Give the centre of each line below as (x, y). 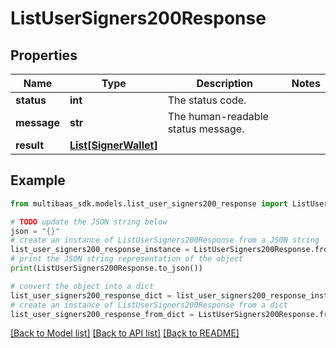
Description (224, 83)
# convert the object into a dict (82, 286)
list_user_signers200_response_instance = (100, 250)
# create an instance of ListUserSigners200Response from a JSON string (165, 240)
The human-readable (218, 116)
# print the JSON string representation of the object (127, 259)
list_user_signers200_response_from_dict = (102, 314)
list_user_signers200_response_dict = (91, 295)
